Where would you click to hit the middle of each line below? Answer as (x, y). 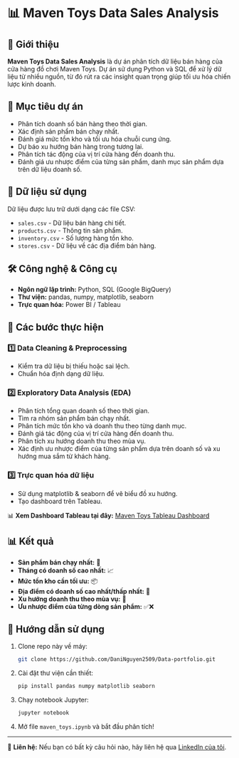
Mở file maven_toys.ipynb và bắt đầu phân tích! (86, 726)
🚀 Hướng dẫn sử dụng (56, 629)
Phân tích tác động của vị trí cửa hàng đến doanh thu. (96, 154)
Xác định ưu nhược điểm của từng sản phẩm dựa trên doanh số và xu (119, 449)
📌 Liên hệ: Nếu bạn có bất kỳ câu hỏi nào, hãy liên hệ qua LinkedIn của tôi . (117, 747)
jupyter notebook (43, 713)
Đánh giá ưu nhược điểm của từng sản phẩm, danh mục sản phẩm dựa (121, 161)
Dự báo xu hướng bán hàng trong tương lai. (81, 146)
